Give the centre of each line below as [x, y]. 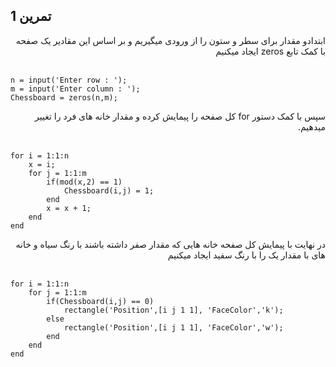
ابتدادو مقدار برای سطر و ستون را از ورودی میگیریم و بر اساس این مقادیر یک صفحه [170, 40]
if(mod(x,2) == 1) [84, 182]
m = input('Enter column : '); [75, 89]
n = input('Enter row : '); [69, 80]
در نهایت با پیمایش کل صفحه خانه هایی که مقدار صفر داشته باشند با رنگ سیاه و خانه [170, 244]
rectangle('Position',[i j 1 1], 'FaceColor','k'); [173, 310]
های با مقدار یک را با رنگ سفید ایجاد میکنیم [246, 255]
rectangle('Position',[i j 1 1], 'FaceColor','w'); [173, 327]
